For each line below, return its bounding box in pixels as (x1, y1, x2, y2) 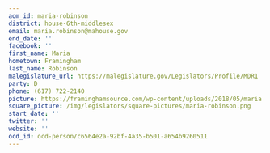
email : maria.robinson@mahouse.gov (8, 27, 129, 35)
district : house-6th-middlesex (8, 19, 114, 28)
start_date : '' (8, 110, 60, 118)
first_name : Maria (8, 49, 70, 57)
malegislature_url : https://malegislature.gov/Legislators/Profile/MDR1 (8, 72, 259, 80)
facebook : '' (8, 42, 53, 50)
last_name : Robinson (8, 65, 78, 73)
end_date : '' (8, 34, 53, 43)
